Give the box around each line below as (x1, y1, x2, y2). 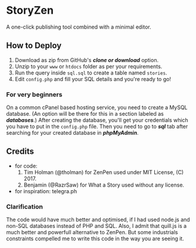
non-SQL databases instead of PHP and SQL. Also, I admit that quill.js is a (6, 222, 187, 230)
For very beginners (6, 90, 63, 98)
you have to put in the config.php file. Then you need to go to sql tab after (6, 123, 188, 130)
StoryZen (6, 4, 54, 17)
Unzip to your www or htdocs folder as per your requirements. (14, 63, 163, 70)
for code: (14, 162, 38, 169)
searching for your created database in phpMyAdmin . (6, 129, 139, 137)
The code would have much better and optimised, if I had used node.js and (6, 216, 191, 224)
